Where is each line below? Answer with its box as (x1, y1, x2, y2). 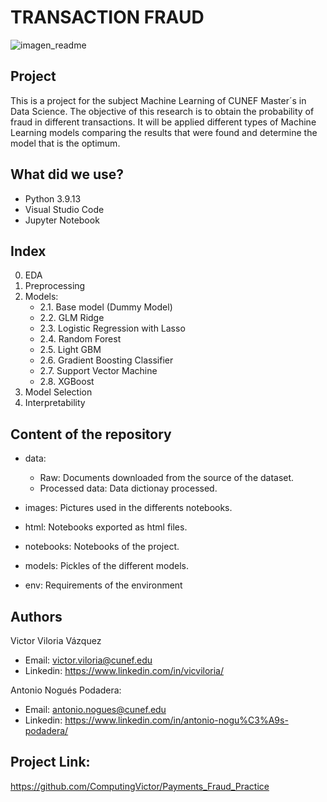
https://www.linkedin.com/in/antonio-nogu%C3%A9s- (64, 714, 289, 726)
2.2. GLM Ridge (39, 312, 105, 324)
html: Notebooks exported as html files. (24, 521, 188, 533)
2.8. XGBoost (39, 376, 95, 388)
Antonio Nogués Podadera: (10, 684, 122, 696)
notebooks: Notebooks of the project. (24, 541, 180, 553)
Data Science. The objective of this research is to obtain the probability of (10, 105, 315, 117)
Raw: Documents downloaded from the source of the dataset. (39, 472, 295, 484)
